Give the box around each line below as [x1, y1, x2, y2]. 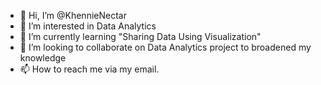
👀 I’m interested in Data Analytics [19, 20, 157, 32]
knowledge [19, 52, 67, 64]
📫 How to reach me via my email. [19, 63, 160, 75]
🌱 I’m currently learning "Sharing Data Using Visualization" [19, 31, 262, 42]
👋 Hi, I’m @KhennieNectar [19, 10, 127, 21]
